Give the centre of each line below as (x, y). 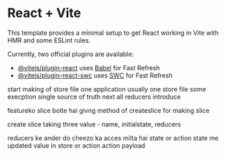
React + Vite (44, 13)
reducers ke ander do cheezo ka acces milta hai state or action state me (113, 138)
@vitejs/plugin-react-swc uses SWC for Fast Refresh (95, 75)
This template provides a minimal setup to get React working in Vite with (113, 33)
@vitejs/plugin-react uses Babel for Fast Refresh (89, 67)
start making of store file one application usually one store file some (107, 89)
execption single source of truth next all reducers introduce (94, 97)
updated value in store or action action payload (76, 145)
